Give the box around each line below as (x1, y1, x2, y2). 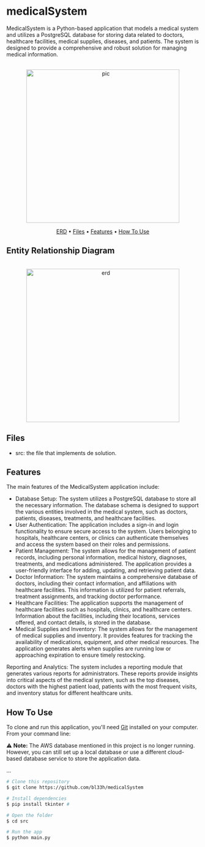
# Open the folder (6, 812, 53, 818)
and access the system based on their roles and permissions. (15, 541, 170, 548)
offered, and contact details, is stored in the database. (15, 619, 152, 626)
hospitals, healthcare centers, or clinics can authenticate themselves (15, 534, 188, 542)
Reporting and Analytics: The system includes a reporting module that (6, 664, 183, 671)
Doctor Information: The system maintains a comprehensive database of (15, 573, 198, 581)
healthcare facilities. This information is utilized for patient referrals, (15, 586, 186, 594)
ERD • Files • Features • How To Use (56, 228, 150, 235)
